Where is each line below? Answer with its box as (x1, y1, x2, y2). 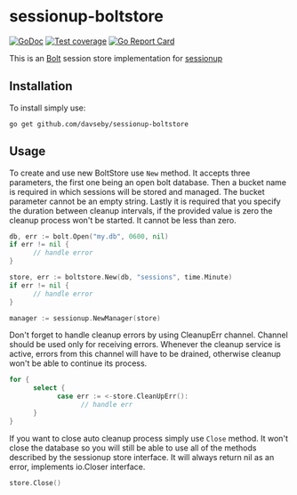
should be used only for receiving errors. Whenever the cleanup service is (9, 339, 282, 350)
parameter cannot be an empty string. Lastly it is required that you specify (9, 196, 282, 207)
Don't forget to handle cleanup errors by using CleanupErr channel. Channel (9, 329, 289, 340)
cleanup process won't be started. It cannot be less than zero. (9, 215, 237, 225)
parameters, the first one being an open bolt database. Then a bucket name (9, 176, 287, 188)
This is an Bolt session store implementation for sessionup (9, 53, 223, 63)
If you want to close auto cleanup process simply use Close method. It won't (9, 433, 289, 443)
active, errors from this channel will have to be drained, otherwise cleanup (9, 349, 282, 360)
